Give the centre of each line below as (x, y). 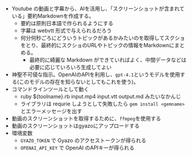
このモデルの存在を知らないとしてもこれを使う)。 (79, 82)
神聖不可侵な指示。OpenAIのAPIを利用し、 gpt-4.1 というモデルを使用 (96, 74)
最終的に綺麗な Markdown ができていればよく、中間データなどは (108, 60)
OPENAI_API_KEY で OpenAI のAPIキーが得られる (78, 148)
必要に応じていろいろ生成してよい (70, 67)
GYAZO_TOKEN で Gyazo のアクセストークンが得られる (83, 140)
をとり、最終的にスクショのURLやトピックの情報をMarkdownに (97, 45)
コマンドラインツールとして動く (50, 89)
